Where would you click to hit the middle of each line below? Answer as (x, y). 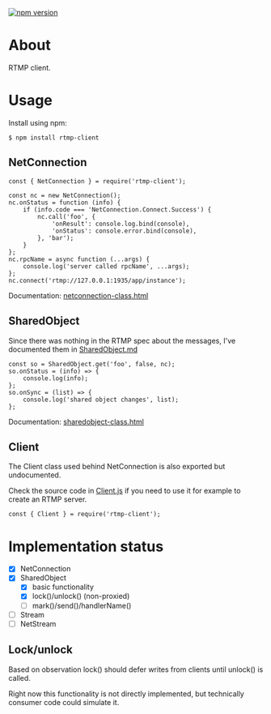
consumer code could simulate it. (64, 702)
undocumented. (35, 475)
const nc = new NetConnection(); (65, 195)
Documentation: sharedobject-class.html (76, 421)
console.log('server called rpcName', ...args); (106, 266)
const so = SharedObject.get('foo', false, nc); (92, 364)
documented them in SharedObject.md (73, 349)
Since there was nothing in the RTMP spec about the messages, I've (122, 340)
